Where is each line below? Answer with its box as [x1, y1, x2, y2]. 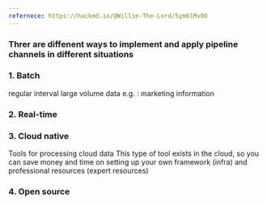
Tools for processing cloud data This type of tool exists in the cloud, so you [8, 149, 260, 158]
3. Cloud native [8, 130, 70, 141]
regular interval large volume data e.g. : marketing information [8, 88, 214, 98]
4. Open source [8, 186, 70, 197]
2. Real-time [8, 108, 58, 119]
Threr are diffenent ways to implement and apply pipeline [8, 38, 239, 49]
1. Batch [8, 70, 40, 82]
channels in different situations [8, 48, 133, 60]
